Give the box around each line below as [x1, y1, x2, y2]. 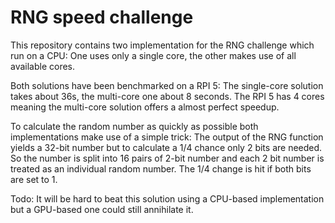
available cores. [10, 60, 76, 72]
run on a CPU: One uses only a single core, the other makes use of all [10, 49, 297, 61]
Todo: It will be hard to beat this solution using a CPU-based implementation [10, 192, 325, 205]
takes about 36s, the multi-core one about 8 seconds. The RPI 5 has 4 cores [10, 90, 325, 102]
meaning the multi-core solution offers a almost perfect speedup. [10, 101, 280, 113]
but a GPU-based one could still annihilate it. [10, 203, 194, 215]
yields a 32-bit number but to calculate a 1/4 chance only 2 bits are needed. [10, 141, 323, 153]
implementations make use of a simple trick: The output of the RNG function [10, 131, 324, 143]
